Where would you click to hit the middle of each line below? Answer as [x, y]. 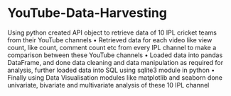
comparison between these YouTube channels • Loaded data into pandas [115, 55]
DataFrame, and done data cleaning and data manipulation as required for [116, 62]
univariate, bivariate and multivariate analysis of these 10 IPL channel [108, 85]
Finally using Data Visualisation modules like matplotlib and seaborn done [115, 77]
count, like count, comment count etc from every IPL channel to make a [112, 47]
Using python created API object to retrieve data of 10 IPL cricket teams [112, 32]
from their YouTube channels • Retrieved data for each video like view [110, 40]
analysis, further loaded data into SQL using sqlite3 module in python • [111, 70]
